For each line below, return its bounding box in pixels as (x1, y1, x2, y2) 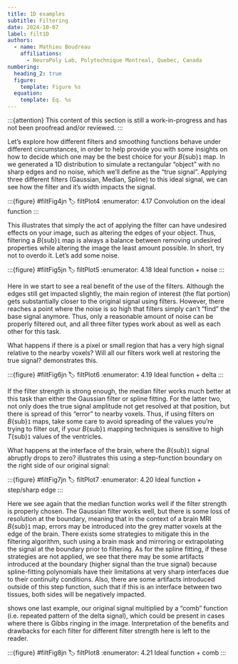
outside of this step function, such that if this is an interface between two (7, 583, 222, 591)
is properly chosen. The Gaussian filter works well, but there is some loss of (7, 507, 230, 515)
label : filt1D (7, 30, 50, 38)
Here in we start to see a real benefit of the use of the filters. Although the (7, 282, 224, 290)
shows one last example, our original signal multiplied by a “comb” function (7, 604, 228, 612)
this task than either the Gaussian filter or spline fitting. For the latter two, (7, 394, 222, 403)
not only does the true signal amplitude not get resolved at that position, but (7, 402, 230, 410)
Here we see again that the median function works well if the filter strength (7, 500, 227, 507)
